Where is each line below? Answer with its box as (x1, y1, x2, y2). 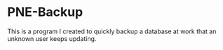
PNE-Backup (7, 4, 83, 20)
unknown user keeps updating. (7, 34, 97, 42)
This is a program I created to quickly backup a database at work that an (7, 27, 217, 35)
